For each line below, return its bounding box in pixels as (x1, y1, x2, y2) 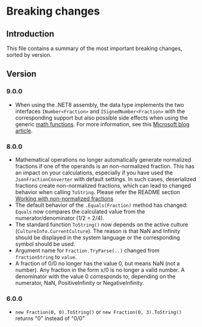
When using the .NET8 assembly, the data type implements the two (15, 101, 184, 108)
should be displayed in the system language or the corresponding (15, 234, 180, 241)
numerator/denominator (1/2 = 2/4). (15, 214, 105, 221)
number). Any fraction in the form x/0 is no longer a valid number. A (15, 266, 185, 273)
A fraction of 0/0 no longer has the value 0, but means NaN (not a (15, 259, 180, 267)
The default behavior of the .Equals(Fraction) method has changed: (15, 201, 188, 209)
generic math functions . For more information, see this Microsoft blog (15, 120, 190, 128)
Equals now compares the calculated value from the (15, 207, 145, 215)
